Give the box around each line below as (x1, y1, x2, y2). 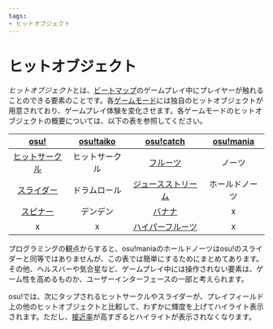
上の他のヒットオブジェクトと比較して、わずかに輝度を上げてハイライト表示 (8, 302, 264, 312)
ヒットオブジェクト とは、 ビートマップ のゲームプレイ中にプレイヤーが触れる (8, 86, 264, 95)
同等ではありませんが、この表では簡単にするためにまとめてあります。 (29, 254, 264, 264)
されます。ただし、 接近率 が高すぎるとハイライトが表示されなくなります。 (8, 312, 256, 322)
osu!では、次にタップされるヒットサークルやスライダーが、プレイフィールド (8, 292, 264, 301)
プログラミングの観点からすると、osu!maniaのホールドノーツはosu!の (8, 243, 242, 253)
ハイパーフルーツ (132, 222, 197, 233)
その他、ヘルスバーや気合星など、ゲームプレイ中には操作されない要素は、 (8, 264, 258, 274)
